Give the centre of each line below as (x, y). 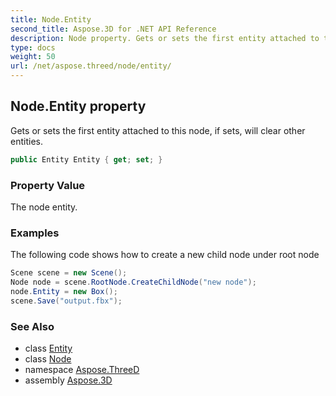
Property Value (48, 185)
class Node (48, 359)
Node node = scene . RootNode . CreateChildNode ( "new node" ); (133, 282)
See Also (32, 326)
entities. (26, 141)
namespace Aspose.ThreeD (82, 370)
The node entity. (44, 207)
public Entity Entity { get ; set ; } (86, 159)
